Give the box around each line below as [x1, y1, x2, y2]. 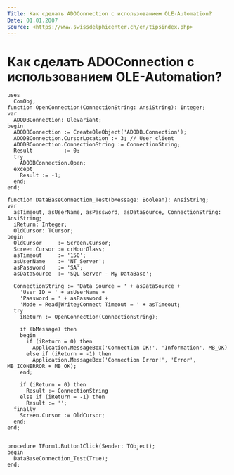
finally [13, 406, 37, 413]
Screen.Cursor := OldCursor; [20, 412, 105, 419]
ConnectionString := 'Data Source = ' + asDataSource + [13, 283, 181, 290]
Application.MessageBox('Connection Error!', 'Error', [32, 357, 197, 364]
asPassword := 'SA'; [13, 265, 83, 272]
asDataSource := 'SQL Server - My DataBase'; [13, 270, 152, 278]
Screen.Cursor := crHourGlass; [13, 246, 105, 253]
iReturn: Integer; [13, 221, 68, 229]
